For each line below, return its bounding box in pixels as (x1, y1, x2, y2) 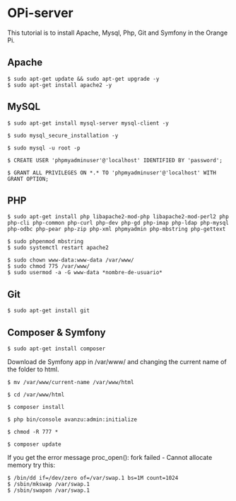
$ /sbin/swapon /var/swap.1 (7, 487, 90, 494)
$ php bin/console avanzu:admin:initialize (7, 416, 138, 423)
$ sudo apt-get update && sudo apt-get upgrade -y (7, 75, 160, 82)
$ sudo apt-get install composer (7, 345, 106, 352)
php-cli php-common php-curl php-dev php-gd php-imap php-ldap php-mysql (7, 220, 230, 227)
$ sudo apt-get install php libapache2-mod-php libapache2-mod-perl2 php (7, 213, 230, 220)
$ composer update (7, 441, 61, 448)
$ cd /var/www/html (7, 391, 65, 398)
